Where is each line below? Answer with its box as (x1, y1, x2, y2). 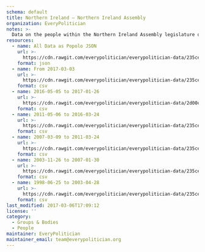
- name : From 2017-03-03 (12, 65, 75, 72)
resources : (6, 37, 34, 43)
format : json (17, 60, 51, 66)
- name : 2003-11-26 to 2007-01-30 (12, 157, 99, 163)
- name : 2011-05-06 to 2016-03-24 (12, 111, 99, 117)
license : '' (6, 208, 37, 214)
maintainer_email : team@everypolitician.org (6, 236, 121, 242)
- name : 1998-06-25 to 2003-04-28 (12, 180, 99, 186)
